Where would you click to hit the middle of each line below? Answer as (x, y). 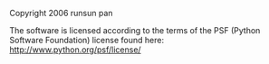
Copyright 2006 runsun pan (61, 13)
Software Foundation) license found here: (87, 40)
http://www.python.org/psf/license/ (76, 50)
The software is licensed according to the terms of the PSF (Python (135, 30)
